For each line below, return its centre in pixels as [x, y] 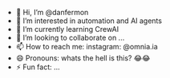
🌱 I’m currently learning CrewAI [67, 29]
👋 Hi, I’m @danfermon [52, 12]
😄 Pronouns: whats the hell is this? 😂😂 [83, 58]
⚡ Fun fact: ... [38, 67]
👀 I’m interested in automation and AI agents [89, 21]
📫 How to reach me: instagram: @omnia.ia [87, 47]
